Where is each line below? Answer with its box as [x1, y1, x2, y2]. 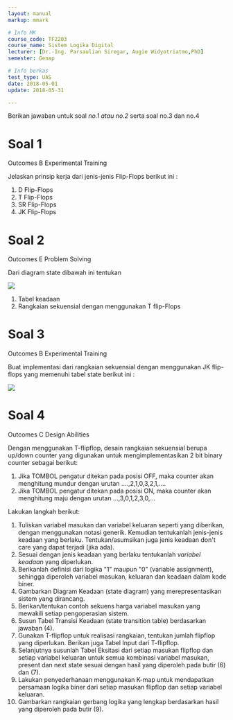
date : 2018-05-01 [8, 80, 58, 87]
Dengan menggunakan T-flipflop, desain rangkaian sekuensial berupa [8, 444, 207, 453]
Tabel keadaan [17, 295, 60, 304]
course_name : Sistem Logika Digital [8, 42, 114, 49]
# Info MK [8, 29, 37, 36]
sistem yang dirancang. [17, 595, 85, 603]
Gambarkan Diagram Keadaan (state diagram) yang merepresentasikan [17, 587, 222, 596]
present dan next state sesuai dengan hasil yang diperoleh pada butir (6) [17, 661, 226, 669]
